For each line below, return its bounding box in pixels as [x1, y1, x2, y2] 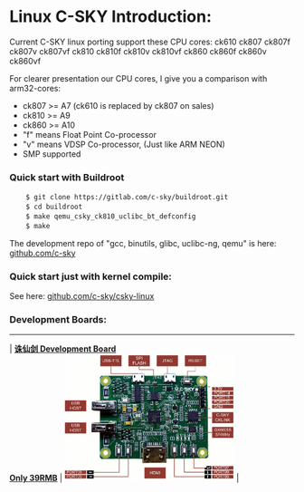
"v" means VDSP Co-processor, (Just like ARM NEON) [22, 139, 226, 150]
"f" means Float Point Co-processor [22, 129, 157, 140]
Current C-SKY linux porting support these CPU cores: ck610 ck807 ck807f [9, 36, 291, 47]
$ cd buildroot [25, 202, 83, 212]
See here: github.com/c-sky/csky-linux [9, 291, 155, 302]
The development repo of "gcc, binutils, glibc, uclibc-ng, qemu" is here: [9, 237, 277, 248]
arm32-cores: [9, 82, 62, 93]
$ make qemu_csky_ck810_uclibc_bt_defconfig [25, 211, 196, 221]
